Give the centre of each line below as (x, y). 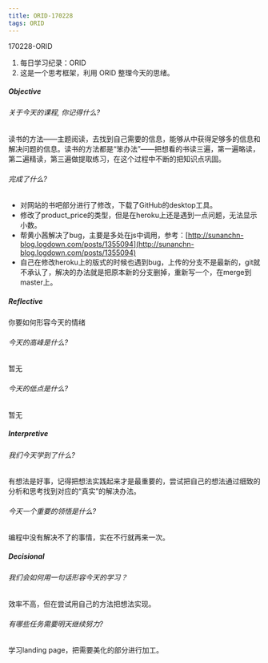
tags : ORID (26, 23)
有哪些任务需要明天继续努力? (56, 624)
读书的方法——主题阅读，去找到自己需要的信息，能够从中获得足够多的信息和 (134, 139)
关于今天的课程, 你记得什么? (54, 112)
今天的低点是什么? (38, 389)
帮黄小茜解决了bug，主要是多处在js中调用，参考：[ (104, 235)
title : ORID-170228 (41, 16)
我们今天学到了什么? (42, 455)
